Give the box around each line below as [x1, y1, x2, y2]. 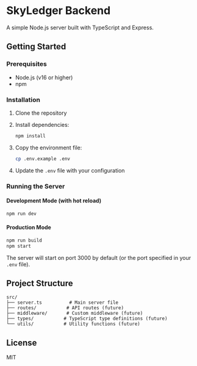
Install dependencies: [15, 121, 70, 128]
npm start [6, 243, 32, 249]
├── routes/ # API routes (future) [6, 305, 124, 311]
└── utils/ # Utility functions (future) [6, 321, 140, 327]
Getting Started [6, 41, 66, 52]
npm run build [6, 237, 43, 243]
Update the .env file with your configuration [15, 167, 125, 174]
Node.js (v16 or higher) [15, 74, 73, 81]
